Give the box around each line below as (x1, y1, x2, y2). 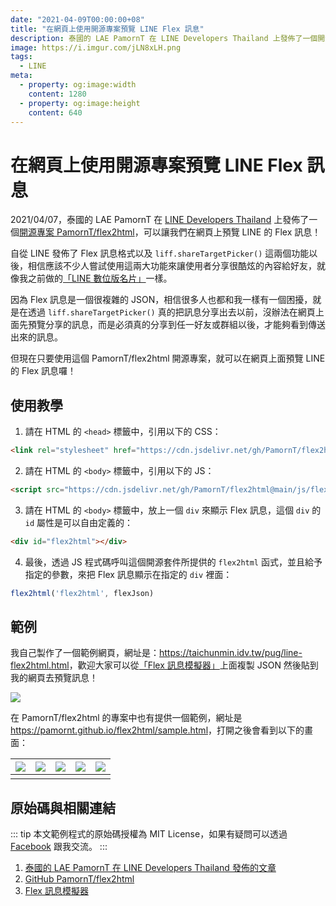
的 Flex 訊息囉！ (10, 365, 77, 377)
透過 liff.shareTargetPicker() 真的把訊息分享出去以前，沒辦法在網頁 (27, 306, 316, 318)
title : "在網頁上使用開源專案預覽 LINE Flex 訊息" (10, 24, 205, 34)
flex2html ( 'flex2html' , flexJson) (10, 588, 155, 598)
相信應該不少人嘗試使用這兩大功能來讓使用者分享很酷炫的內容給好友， (27, 260, 317, 272)
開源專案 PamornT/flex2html (19, 226, 135, 238)
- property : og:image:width (19, 80, 137, 90)
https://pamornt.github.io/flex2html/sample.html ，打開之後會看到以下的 (10, 724, 305, 736)
